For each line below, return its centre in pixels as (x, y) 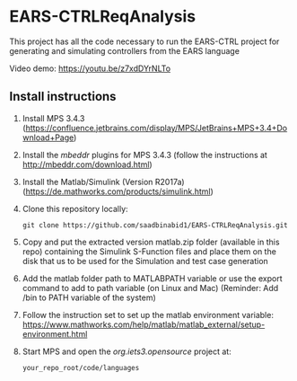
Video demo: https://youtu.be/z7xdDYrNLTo (90, 68)
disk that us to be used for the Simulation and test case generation (145, 261)
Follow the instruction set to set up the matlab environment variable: (148, 315)
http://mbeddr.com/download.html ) (87, 164)
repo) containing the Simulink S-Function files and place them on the (149, 251)
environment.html (55, 333)
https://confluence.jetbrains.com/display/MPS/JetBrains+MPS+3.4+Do (157, 128)
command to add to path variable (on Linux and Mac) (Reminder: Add (150, 288)
